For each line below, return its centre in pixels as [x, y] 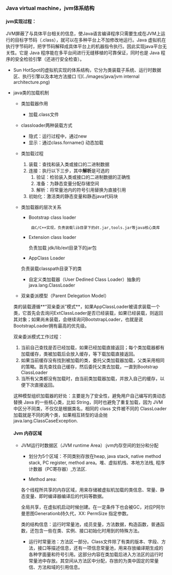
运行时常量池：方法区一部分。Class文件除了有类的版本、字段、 [95, 542]
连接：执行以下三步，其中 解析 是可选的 [69, 171]
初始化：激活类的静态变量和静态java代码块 [73, 196]
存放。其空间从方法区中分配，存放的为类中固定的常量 [103, 561]
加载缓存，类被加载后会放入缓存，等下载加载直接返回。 [79, 354]
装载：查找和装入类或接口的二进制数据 [69, 164]
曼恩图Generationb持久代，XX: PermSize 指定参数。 [76, 514]
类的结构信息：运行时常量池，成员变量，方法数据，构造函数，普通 [90, 524]
